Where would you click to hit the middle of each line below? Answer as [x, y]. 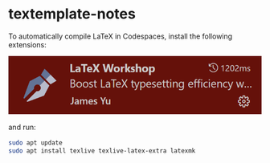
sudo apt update [35, 143]
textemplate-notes [72, 14]
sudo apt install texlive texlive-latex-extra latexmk [102, 151]
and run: [22, 127]
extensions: [27, 44]
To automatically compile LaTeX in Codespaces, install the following [121, 36]
